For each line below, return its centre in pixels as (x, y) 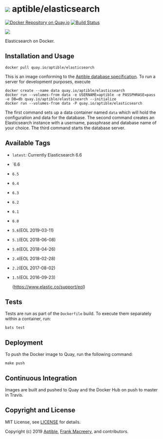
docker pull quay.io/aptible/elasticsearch (50, 67)
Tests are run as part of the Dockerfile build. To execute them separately (78, 314)
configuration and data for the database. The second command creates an (80, 117)
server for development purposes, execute (48, 82)
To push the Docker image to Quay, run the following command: (69, 354)
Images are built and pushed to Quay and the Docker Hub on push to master (81, 390)
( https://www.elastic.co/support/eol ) (49, 287)
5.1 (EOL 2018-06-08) (34, 240)
